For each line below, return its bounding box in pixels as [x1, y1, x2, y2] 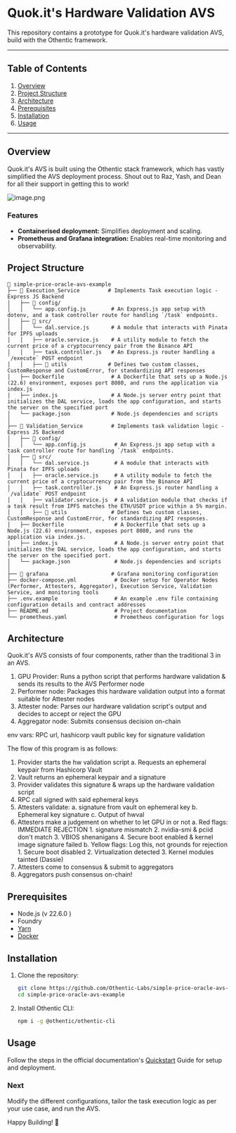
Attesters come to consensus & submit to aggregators [17, 863, 174, 871]
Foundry [17, 917, 42, 925]
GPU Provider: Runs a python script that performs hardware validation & [17, 672, 226, 681]
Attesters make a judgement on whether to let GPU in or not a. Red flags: [17, 818, 228, 827]
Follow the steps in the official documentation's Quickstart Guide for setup [7, 1056, 223, 1064]
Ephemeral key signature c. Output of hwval [17, 810, 145, 819]
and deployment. [7, 1063, 56, 1072]
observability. [17, 242, 58, 250]
